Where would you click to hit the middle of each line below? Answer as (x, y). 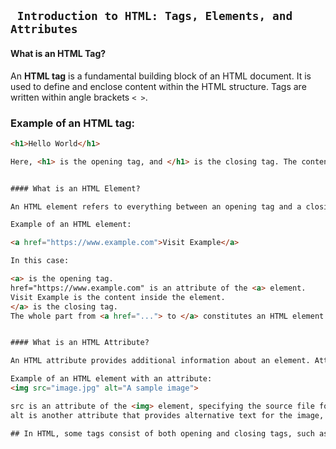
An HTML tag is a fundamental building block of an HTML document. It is (161, 76)
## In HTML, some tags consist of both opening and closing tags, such (162, 433)
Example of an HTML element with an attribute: (111, 379)
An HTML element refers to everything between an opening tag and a (156, 206)
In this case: (40, 261)
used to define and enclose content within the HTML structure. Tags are (158, 86)
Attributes (44, 29)
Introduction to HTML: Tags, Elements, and (154, 16)
